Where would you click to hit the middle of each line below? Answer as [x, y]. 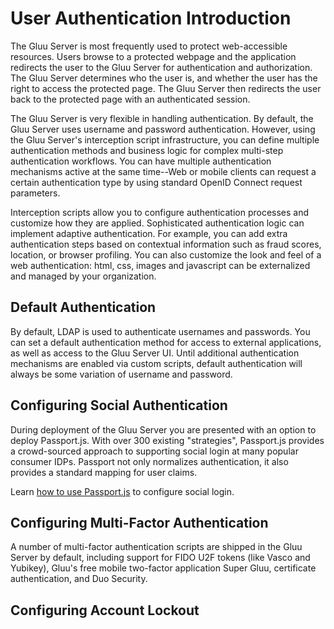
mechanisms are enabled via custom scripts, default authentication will [156, 363]
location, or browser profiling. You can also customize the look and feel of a [166, 254]
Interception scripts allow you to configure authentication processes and [160, 212]
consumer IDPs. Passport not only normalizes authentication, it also [149, 461]
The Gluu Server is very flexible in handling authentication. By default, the [162, 118]
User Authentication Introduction [151, 18]
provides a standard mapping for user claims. [104, 472]
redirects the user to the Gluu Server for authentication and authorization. [161, 67]
